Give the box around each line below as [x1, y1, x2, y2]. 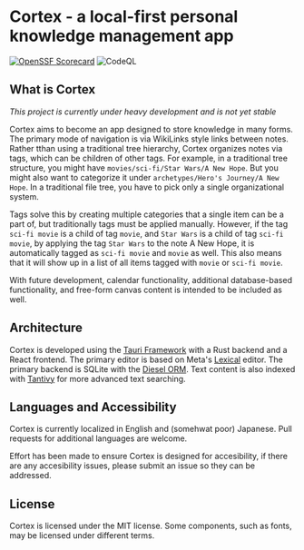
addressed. [9, 470, 52, 481]
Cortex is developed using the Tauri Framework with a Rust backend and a [9, 344, 288, 355]
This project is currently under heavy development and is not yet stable [9, 106, 277, 117]
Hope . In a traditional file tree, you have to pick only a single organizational [9, 182, 284, 192]
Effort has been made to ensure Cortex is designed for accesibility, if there [9, 451, 289, 462]
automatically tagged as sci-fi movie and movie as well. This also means [9, 247, 282, 258]
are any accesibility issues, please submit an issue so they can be [9, 460, 256, 471]
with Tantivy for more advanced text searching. [9, 373, 186, 384]
